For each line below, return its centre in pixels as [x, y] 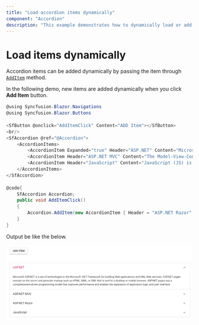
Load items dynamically [66, 55]
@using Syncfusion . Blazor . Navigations [54, 107]
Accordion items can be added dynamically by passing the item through [94, 71]
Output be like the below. [36, 236]
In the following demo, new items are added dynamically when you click [94, 89]
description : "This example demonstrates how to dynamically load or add [99, 25]
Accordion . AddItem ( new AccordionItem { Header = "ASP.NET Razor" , [111, 213]
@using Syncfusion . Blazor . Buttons [49, 113]
